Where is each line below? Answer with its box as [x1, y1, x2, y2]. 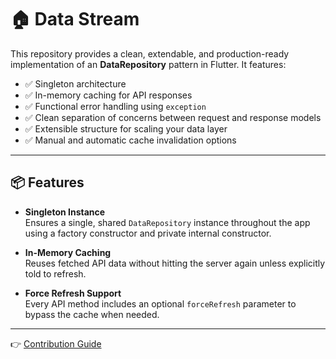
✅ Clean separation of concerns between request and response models [24, 111, 322, 123]
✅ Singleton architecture [24, 77, 127, 90]
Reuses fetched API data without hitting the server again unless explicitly [24, 257, 326, 269]
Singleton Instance [24, 206, 106, 218]
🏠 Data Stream [10, 8, 140, 31]
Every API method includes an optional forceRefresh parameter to [24, 297, 297, 310]
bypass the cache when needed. [24, 308, 160, 320]
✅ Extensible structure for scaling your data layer [24, 122, 228, 135]
